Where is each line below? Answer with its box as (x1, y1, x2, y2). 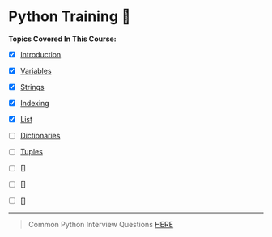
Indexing (19, 99, 50, 108)
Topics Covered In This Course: (8, 34, 117, 44)
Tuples (19, 147, 43, 157)
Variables (19, 66, 52, 75)
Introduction (19, 49, 62, 59)
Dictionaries (19, 131, 61, 141)
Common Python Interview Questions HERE (28, 219, 174, 229)
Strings (19, 83, 45, 92)
